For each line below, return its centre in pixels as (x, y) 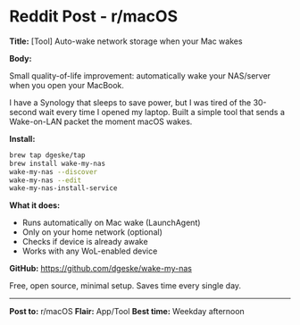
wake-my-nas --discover (54, 171)
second (23, 112)
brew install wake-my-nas (57, 163)
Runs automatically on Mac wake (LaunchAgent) (111, 223)
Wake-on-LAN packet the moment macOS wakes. (101, 121)
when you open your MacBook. (67, 85)
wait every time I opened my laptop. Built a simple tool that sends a (162, 112)
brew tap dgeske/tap (48, 155)
